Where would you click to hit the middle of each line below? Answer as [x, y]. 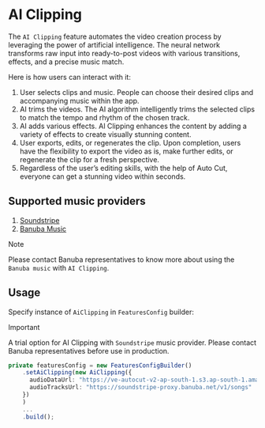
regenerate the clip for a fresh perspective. [90, 159]
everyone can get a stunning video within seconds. [103, 176]
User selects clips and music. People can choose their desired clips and [136, 92]
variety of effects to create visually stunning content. [105, 134]
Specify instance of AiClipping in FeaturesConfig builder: [101, 312]
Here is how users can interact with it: [70, 77]
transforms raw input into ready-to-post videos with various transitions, [124, 53]
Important [24, 327]
